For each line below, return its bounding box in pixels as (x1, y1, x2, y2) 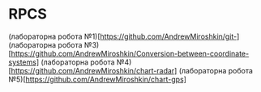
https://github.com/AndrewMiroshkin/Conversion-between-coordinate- (11, 48, 250, 58)
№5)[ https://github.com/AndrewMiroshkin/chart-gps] (8, 74, 186, 84)
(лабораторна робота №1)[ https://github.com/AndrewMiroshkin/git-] (8, 31, 240, 41)
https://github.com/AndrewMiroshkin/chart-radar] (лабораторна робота (11, 65, 254, 75)
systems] (8, 57, 40, 67)
